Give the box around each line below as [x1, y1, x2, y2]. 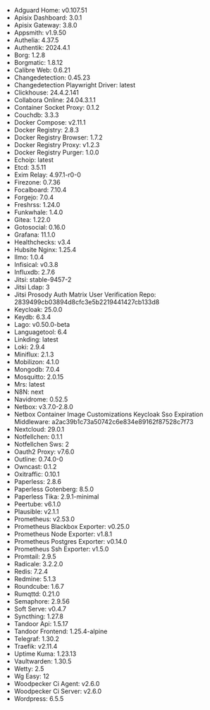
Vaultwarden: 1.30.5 [13, 657, 72, 665]
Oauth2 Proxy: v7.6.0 [13, 447, 75, 456]
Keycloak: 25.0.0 [13, 306, 63, 313]
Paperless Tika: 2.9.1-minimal [13, 492, 99, 501]
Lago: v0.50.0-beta [13, 320, 70, 328]
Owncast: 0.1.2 [13, 463, 57, 471]
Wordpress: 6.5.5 [13, 695, 64, 703]
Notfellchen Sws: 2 [13, 440, 69, 448]
